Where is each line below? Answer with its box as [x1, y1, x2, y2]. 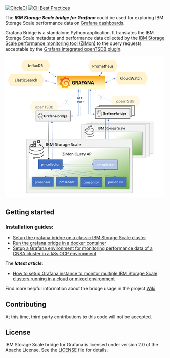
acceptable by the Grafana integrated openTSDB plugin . [5, 46, 122, 52]
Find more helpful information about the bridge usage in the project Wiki [5, 286, 156, 292]
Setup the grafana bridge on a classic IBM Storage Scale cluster [12, 235, 146, 241]
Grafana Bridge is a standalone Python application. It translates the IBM [5, 30, 154, 35]
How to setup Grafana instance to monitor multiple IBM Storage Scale [12, 271, 158, 277]
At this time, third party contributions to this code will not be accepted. [5, 314, 152, 320]
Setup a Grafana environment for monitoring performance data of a [12, 245, 153, 251]
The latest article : [5, 260, 44, 266]
